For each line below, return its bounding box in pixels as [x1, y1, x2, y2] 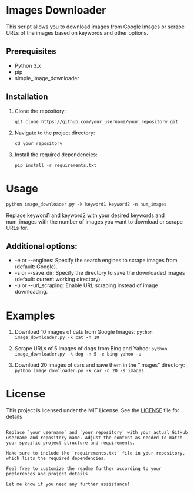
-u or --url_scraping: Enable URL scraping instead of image [14, 282, 158, 289]
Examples [6, 309, 55, 322]
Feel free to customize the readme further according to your [6, 466, 162, 472]
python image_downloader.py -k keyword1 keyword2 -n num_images [6, 201, 167, 207]
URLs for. [6, 224, 29, 231]
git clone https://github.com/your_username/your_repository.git [14, 119, 178, 124]
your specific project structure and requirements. [6, 440, 135, 446]
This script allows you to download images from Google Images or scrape [6, 23, 185, 30]
